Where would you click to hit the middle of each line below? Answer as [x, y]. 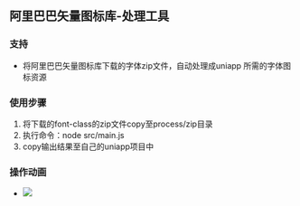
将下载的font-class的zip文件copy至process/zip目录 [117, 124]
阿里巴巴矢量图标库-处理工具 [89, 16]
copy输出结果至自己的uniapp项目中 [88, 146]
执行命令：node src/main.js [73, 135]
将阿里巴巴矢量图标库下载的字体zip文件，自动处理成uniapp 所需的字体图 [157, 65]
